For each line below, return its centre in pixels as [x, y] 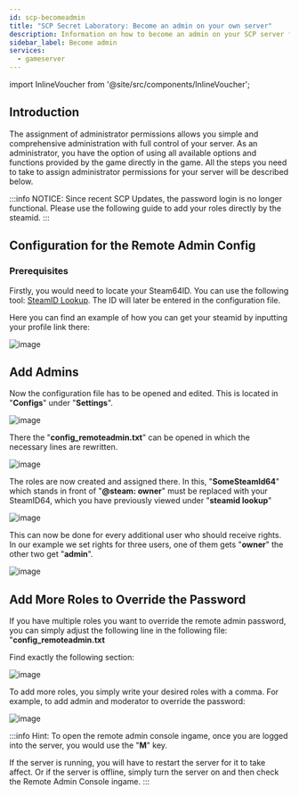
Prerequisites [39, 271]
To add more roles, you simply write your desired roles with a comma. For [144, 692]
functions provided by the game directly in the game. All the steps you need [148, 162]
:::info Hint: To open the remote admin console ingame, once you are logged [149, 736]
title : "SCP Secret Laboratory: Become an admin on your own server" [141, 26]
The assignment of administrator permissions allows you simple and [134, 134]
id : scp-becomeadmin [48, 17]
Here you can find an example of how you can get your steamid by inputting [148, 317]
